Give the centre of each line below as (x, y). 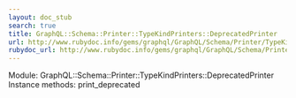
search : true (32, 26)
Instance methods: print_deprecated (74, 85)
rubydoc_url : (32, 50)
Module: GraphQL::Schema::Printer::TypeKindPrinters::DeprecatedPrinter (141, 75)
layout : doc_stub (40, 17)
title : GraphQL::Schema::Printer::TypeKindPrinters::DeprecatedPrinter (143, 34)
